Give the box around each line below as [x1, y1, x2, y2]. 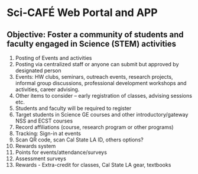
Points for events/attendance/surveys [15, 149, 107, 156]
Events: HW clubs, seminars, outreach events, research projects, [15, 73, 173, 80]
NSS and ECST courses [15, 117, 73, 124]
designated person [15, 67, 61, 74]
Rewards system [15, 143, 56, 149]
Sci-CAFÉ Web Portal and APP [7, 6, 158, 20]
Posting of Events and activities [15, 54, 92, 62]
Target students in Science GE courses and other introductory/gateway [15, 111, 189, 118]
